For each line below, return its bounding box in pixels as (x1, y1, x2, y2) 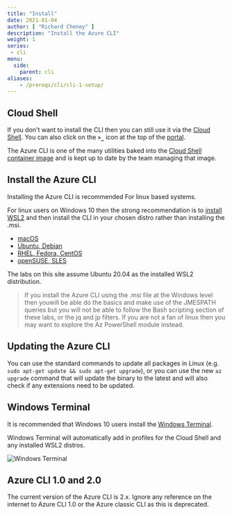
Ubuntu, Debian (17, 241, 63, 250)
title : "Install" (7, 10, 58, 17)
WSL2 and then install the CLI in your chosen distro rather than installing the (7, 213, 225, 221)
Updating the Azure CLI (7, 340, 110, 352)
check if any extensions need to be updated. (7, 381, 135, 390)
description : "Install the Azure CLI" (7, 29, 119, 37)
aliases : (7, 74, 33, 82)
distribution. (7, 277, 42, 285)
